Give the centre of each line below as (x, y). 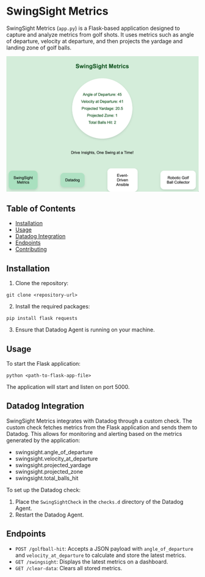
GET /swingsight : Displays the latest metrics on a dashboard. (92, 561)
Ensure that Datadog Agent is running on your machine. (85, 330)
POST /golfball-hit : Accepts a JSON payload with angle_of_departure (104, 548)
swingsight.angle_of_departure (54, 452)
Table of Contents (41, 209)
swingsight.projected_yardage (53, 465)
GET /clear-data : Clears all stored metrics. (69, 568)
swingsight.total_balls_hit (47, 478)
